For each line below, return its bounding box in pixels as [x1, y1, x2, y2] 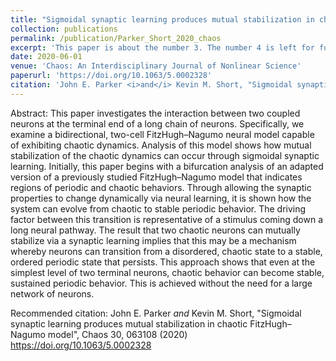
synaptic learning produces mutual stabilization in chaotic [10, 317, 248, 330]
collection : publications [10, 24, 118, 34]
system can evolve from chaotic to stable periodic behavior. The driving [10, 202, 307, 215]
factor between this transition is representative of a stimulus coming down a [10, 213, 324, 225]
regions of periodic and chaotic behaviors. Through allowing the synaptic [10, 181, 312, 193]
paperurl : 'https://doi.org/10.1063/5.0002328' [10, 71, 213, 81]
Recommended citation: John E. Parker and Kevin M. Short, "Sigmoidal [10, 307, 302, 319]
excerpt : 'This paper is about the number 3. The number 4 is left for [10, 42, 315, 53]
